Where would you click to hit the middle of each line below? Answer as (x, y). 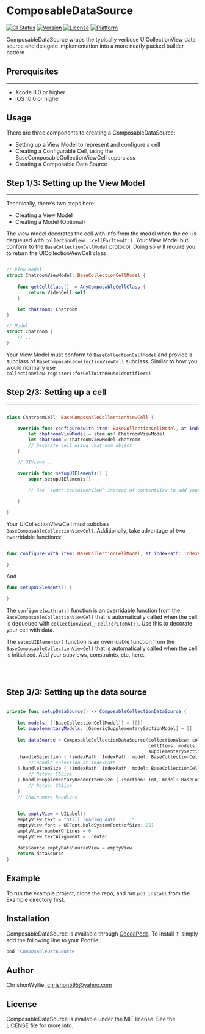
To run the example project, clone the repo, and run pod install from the (98, 893)
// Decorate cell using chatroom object (80, 446)
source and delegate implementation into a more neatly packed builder (95, 46)
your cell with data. (30, 630)
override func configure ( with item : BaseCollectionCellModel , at (102, 429)
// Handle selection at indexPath (72, 763)
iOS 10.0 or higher (38, 98)
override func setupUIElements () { (63, 473)
